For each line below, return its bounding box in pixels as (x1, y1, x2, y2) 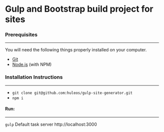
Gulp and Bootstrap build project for (5, 3, 154, 15)
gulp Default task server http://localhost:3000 (5, 121, 97, 127)
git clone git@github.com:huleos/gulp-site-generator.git (12, 90, 133, 95)
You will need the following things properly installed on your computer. (5, 47, 147, 53)
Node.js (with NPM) (12, 62, 52, 67)
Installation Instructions (5, 74, 63, 81)
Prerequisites (5, 31, 38, 38)
